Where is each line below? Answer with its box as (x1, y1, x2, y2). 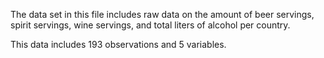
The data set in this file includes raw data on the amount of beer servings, (10, 9, 315, 20)
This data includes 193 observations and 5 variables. (10, 39, 227, 50)
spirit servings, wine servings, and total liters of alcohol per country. (10, 19, 291, 31)
